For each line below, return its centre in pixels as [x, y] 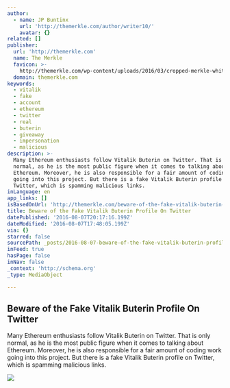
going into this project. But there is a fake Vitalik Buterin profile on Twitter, [111, 358]
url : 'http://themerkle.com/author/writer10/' [87, 26]
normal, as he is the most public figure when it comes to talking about [105, 343]
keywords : [21, 84]
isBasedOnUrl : [27, 205]
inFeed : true [26, 250]
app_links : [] [27, 198]
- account [27, 103]
